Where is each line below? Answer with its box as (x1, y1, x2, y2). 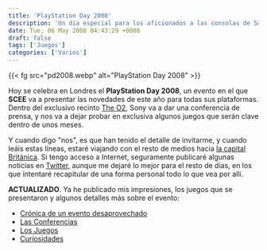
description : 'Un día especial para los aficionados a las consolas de (8, 19, 250, 27)
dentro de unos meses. (8, 120, 84, 129)
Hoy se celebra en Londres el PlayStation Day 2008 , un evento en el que (8, 86, 249, 96)
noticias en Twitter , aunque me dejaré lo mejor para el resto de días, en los (8, 161, 253, 170)
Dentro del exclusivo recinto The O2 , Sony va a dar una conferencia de (8, 103, 241, 112)
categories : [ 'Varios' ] (8, 49, 87, 57)
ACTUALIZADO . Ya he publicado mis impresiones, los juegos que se (8, 185, 233, 194)
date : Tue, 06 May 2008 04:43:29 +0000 (8, 26, 141, 34)
